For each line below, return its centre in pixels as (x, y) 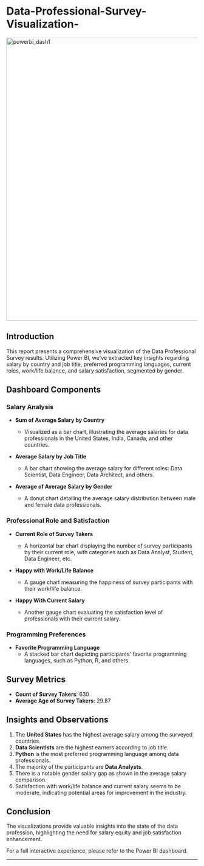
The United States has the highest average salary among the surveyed (104, 734)
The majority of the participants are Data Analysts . (79, 766)
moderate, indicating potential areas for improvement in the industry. (101, 792)
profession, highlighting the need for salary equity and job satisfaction (94, 833)
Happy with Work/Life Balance (54, 570)
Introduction (30, 336)
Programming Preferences (46, 634)
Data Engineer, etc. (48, 558)
